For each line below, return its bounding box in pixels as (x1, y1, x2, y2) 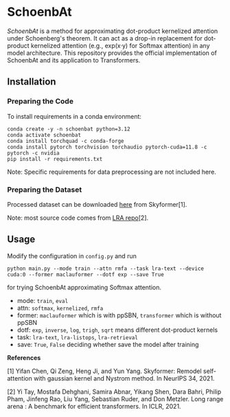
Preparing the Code (7, 97, 74, 106)
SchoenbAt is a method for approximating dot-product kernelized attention (7, 27, 218, 35)
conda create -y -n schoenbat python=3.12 (7, 125, 130, 133)
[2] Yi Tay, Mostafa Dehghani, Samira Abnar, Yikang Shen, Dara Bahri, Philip (7, 387, 222, 396)
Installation (7, 76, 56, 88)
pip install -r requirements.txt (7, 155, 103, 162)
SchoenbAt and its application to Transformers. (7, 56, 141, 64)
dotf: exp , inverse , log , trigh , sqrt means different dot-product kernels (16, 326, 218, 334)
